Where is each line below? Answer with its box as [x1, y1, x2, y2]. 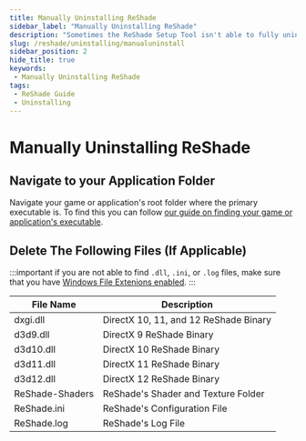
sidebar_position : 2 [9, 47, 88, 56]
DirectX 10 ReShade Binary [102, 343, 220, 356]
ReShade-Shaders [14, 387, 94, 400]
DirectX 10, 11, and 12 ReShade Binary [102, 314, 271, 326]
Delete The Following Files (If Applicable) [9, 243, 248, 258]
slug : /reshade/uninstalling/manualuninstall [9, 38, 185, 48]
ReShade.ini [14, 402, 66, 415]
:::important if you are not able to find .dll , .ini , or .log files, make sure [9, 267, 280, 278]
